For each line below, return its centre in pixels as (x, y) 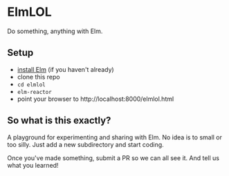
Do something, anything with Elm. (55, 31)
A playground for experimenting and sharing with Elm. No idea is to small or (115, 137)
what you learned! (33, 165)
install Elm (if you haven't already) (65, 69)
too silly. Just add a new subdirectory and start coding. (85, 144)
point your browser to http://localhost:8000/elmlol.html (95, 99)
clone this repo (38, 77)
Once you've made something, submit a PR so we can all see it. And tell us (113, 158)
